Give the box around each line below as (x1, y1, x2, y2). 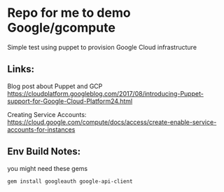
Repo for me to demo (7, 5, 131, 21)
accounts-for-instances (7, 125, 76, 134)
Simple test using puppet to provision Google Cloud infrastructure (7, 43, 197, 51)
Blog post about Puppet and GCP (7, 82, 103, 90)
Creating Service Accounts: (7, 110, 87, 118)
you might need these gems (7, 164, 88, 172)
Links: (7, 63, 35, 75)
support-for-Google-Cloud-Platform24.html (7, 97, 133, 105)
